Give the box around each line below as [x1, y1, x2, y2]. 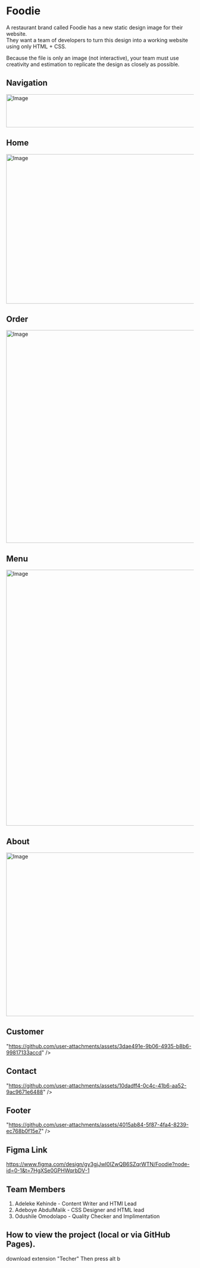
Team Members [6, 1184, 65, 1194]
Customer [6, 1027, 44, 1037]
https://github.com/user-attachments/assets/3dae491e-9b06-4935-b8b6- [8, 1042, 192, 1050]
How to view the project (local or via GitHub [6, 1230, 171, 1240]
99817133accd [6, 1049, 42, 1056]
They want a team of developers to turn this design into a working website [6, 36, 189, 43]
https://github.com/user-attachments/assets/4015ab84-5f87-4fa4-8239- [8, 1121, 189, 1129]
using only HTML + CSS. [6, 43, 67, 50]
